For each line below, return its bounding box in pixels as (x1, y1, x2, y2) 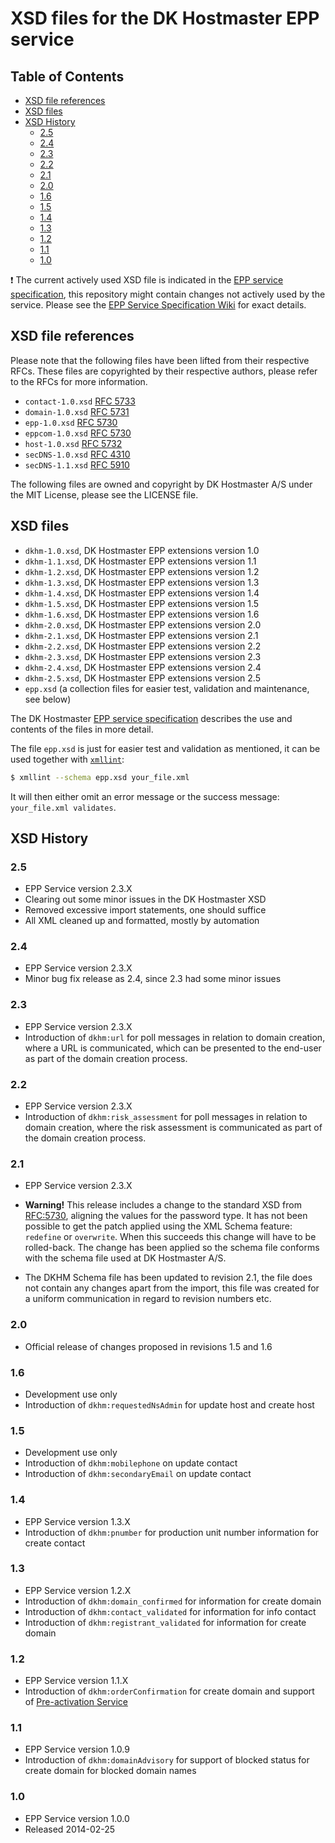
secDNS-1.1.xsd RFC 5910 (24, 458, 130, 471)
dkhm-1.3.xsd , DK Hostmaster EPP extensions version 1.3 (24, 576, 260, 588)
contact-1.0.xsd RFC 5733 (24, 395, 136, 407)
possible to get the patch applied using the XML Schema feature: (24, 1220, 293, 1232)
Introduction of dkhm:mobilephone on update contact (24, 1457, 238, 1469)
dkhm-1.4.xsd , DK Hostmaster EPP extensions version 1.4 (24, 587, 260, 599)
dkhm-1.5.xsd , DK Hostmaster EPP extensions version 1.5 (24, 597, 260, 609)
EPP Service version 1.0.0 (24, 1812, 130, 1824)
